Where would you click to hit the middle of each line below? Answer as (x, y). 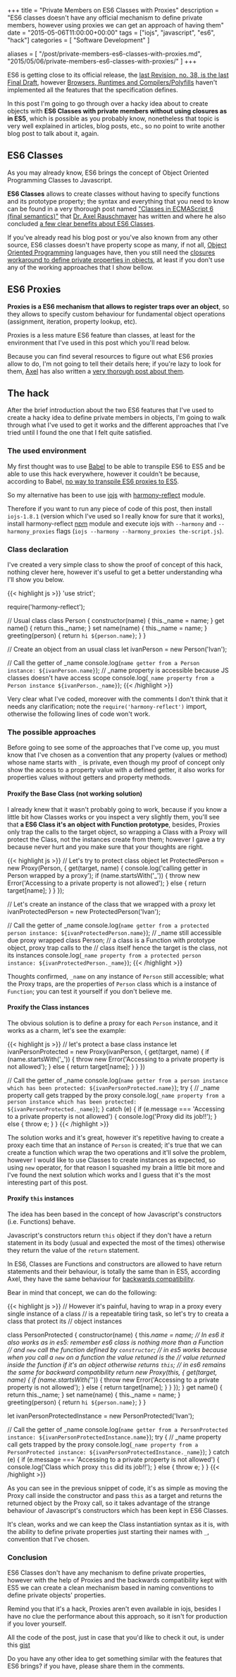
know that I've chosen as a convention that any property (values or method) (117, 755)
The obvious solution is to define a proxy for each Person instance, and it (113, 1023)
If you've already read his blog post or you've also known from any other (113, 237)
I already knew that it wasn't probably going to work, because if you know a (117, 809)
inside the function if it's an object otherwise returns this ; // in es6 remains (117, 1365)
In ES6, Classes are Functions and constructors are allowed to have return (114, 1263)
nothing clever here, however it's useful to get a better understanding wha (115, 572)
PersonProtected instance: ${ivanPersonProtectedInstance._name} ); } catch (118, 1452)
